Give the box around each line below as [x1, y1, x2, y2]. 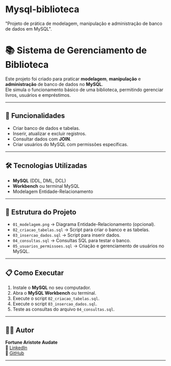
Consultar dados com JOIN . [12, 136, 71, 142]
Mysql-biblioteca [5, 4, 80, 15]
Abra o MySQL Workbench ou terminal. [12, 290, 97, 296]
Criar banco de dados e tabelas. [12, 125, 80, 131]
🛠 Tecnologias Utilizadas [5, 161, 88, 170]
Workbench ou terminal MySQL [12, 183, 80, 189]
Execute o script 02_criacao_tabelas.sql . [12, 295, 100, 301]
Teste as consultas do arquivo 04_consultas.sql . [12, 306, 115, 313]
